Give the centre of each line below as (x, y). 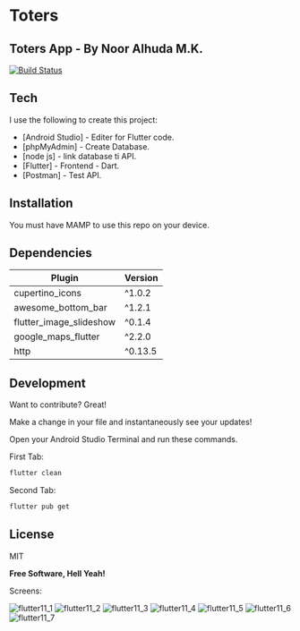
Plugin (64, 278)
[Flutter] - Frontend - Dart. (71, 166)
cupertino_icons (48, 294)
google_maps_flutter (57, 337)
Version (141, 278)
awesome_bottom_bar (60, 308)
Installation (41, 204)
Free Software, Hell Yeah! (57, 573)
